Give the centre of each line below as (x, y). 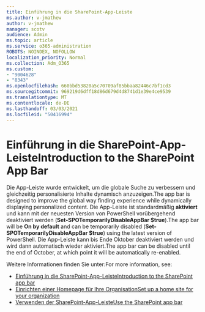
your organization (37, 296)
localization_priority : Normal (46, 58)
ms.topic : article (30, 40)
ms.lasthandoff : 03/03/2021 (42, 109)
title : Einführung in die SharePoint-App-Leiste (69, 12)
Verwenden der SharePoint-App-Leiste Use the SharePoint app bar (99, 302)
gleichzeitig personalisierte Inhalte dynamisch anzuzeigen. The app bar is (98, 194)
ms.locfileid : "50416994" (39, 114)
